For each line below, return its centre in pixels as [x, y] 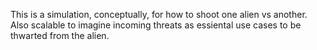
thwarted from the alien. [60, 35]
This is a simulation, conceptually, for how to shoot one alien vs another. [159, 14]
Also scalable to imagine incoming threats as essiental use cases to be [156, 25]
